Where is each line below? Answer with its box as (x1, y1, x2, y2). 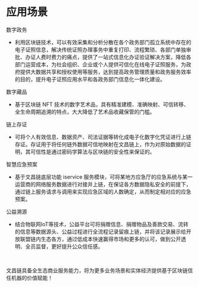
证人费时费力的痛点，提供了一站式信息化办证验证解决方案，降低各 (30, 53, 191, 60)
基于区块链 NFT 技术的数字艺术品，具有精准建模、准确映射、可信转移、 (14, 101, 190, 108)
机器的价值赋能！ (11, 274, 53, 281)
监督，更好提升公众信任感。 (35, 243, 104, 250)
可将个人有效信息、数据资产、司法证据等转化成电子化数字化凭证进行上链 (14, 133, 191, 140)
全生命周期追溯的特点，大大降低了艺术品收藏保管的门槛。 (14, 108, 155, 115)
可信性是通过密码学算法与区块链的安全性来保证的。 (30, 148, 155, 155)
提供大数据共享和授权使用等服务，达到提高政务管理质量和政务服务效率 (20, 68, 191, 75)
